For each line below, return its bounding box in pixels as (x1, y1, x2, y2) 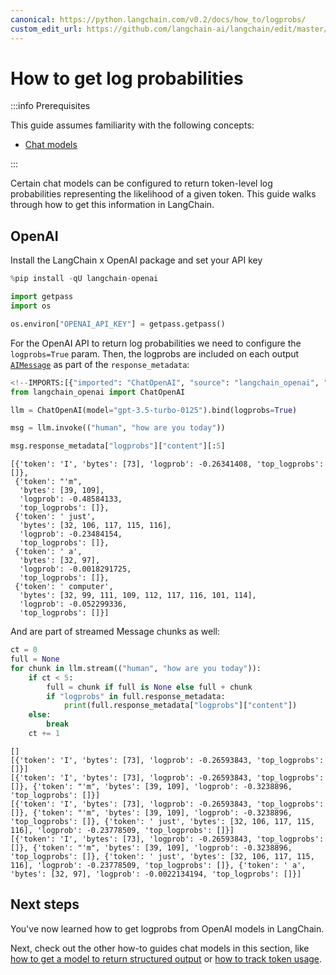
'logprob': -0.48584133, (19, 494, 123, 505)
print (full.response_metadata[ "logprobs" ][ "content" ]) (63, 701, 298, 711)
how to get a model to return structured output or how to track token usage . (10, 952, 323, 965)
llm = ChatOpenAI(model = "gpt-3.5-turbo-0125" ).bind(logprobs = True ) (10, 405, 298, 415)
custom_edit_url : (10, 24, 83, 34)
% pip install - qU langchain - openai (10, 274, 159, 284)
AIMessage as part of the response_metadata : (10, 358, 190, 370)
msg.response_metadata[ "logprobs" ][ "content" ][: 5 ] (10, 441, 226, 451)
